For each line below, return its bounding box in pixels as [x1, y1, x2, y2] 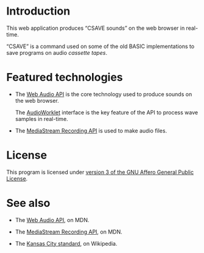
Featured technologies [6, 71, 123, 85]
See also [6, 196, 51, 210]
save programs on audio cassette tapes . [6, 49, 108, 56]
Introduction [6, 4, 71, 18]
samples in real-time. [15, 115, 68, 122]
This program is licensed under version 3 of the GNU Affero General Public [6, 168, 194, 176]
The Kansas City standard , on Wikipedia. [15, 240, 118, 247]
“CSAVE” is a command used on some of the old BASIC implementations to [6, 43, 195, 50]
